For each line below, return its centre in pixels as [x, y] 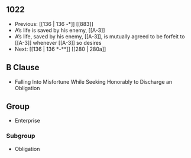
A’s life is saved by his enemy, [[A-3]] [60, 30]
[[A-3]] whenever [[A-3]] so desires [58, 42]
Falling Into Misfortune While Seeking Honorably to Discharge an [93, 81]
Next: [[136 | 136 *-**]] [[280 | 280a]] [60, 49]
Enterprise [27, 121]
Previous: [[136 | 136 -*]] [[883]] [54, 24]
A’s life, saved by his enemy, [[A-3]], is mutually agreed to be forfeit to [100, 36]
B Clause [23, 68]
